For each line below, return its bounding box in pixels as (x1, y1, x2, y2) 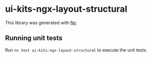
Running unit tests (5, 34, 63, 42)
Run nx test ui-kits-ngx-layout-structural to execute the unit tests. (5, 47, 148, 53)
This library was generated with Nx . (5, 20, 77, 26)
